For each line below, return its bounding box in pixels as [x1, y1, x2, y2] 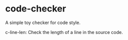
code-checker [5, 3, 66, 14]
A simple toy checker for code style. [5, 19, 81, 25]
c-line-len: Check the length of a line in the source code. [5, 29, 123, 35]
